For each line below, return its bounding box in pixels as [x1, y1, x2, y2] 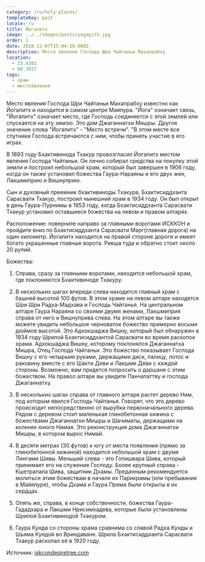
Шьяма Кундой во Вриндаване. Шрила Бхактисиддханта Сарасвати [15, 531, 193, 538]
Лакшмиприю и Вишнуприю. [6, 177, 81, 184]
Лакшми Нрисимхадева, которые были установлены [48, 506, 188, 513]
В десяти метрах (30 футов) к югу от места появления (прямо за [15, 442, 185, 449]
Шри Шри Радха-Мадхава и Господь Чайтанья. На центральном [15, 301, 184, 308]
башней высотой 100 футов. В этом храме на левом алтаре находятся [15, 294, 199, 302]
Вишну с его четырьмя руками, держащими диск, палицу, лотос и [15, 353, 189, 360]
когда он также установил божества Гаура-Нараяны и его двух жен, [6, 170, 187, 178]
